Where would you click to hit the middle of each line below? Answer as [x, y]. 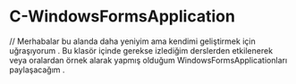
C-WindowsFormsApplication [122, 17]
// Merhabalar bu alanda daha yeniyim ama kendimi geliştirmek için [133, 41]
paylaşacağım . [37, 70]
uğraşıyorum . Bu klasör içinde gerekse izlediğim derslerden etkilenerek [141, 50]
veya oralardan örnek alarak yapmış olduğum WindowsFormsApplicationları [148, 60]
